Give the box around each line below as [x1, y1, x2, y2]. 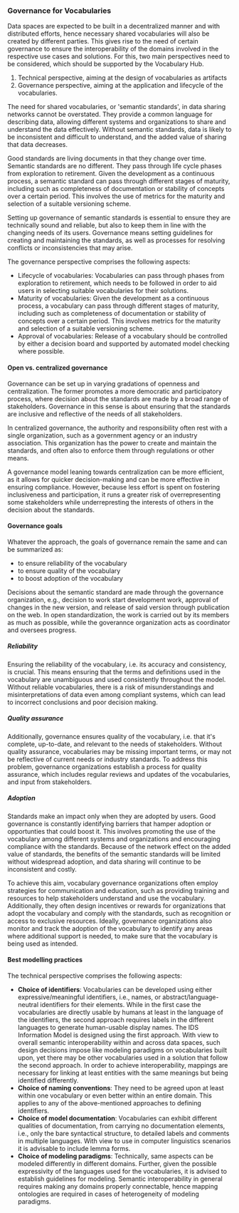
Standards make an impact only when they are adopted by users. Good [7, 812, 216, 820]
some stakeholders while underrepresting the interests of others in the [7, 497, 214, 506]
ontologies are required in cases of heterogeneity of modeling [17, 1189, 199, 1198]
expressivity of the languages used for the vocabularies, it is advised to [17, 1167, 228, 1175]
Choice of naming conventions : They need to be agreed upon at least [17, 1083, 224, 1092]
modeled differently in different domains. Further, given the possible [17, 1159, 217, 1167]
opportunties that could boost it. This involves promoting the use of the [7, 827, 216, 835]
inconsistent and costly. [7, 864, 77, 873]
